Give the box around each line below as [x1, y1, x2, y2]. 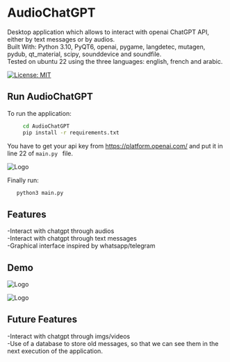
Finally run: [7, 175, 40, 184]
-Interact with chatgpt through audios [7, 227, 115, 235]
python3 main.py [16, 189, 64, 196]
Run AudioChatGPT [7, 91, 94, 103]
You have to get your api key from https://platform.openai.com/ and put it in [7, 141, 224, 150]
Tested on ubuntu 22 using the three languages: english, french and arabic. [7, 57, 223, 65]
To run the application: [7, 109, 72, 117]
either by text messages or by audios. [7, 35, 115, 43]
